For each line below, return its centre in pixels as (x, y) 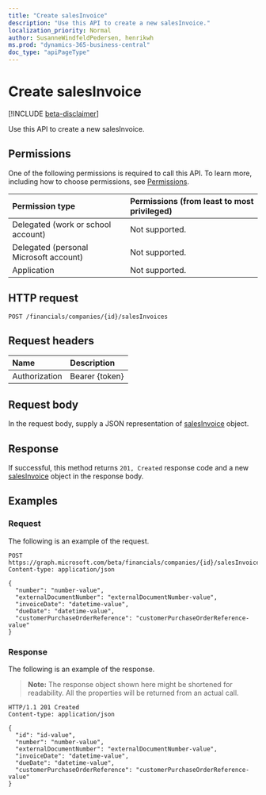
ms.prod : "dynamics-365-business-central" (79, 45)
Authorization (37, 376)
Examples (33, 501)
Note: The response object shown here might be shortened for (130, 684)
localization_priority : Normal (60, 30)
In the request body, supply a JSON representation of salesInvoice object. (129, 424)
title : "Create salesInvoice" (58, 15)
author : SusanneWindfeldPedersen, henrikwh (81, 38)
